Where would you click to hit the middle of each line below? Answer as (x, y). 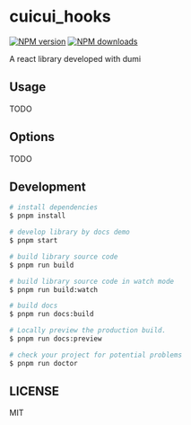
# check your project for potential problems (95, 355)
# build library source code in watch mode (92, 281)
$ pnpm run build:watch (54, 289)
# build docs (34, 306)
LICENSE (35, 391)
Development (48, 186)
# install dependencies (54, 208)
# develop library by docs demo (69, 232)
